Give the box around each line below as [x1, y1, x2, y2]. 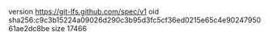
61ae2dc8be [8, 24, 50, 33]
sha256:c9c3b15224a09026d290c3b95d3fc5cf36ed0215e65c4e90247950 [8, 15, 262, 25]
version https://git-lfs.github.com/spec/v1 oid [8, 7, 160, 16]
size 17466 [51, 24, 88, 33]
